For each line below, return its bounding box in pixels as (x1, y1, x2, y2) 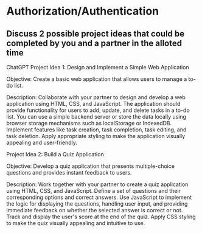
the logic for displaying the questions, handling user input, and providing (6, 200, 188, 207)
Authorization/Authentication (6, 4, 159, 18)
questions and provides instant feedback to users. (6, 169, 132, 176)
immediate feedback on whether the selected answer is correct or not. (6, 207, 183, 214)
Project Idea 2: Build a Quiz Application (6, 151, 105, 158)
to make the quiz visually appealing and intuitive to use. (6, 220, 145, 226)
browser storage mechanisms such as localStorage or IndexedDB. (6, 120, 172, 127)
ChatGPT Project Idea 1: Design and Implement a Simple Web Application (6, 64, 190, 71)
